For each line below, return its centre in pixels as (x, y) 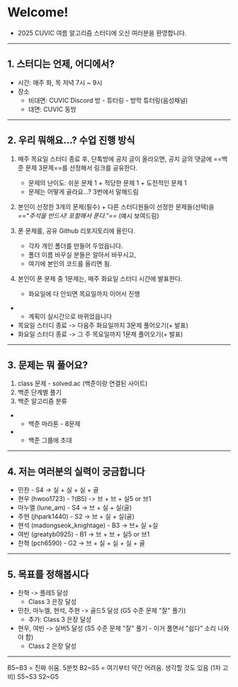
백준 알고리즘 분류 (42, 401)
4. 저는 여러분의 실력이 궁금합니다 (76, 472)
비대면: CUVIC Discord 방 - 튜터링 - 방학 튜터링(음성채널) (108, 100)
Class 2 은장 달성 (52, 646)
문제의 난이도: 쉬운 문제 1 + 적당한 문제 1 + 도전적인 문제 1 (107, 182)
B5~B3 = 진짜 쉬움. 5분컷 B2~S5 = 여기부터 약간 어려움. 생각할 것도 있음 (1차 (114, 667)
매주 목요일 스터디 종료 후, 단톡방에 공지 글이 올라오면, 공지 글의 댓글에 (115, 159)
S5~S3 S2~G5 (38, 676)
